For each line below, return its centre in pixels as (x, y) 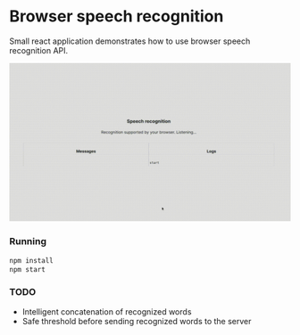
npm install (31, 261)
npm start (28, 270)
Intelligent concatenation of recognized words (107, 311)
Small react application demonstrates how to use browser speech (130, 41)
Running (28, 241)
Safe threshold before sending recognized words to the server (137, 321)
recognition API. (39, 50)
